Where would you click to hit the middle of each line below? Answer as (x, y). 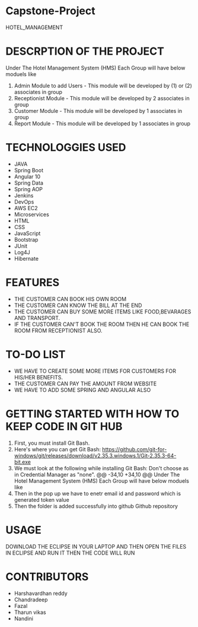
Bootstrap (26, 239)
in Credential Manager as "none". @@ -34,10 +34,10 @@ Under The (97, 474)
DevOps (24, 202)
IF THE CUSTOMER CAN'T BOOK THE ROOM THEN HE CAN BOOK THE (102, 324)
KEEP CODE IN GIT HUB (64, 426)
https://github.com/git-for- (135, 449)
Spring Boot (29, 170)
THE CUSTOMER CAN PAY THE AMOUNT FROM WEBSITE (85, 384)
